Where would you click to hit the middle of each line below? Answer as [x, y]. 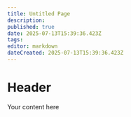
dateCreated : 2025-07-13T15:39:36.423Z [65, 53]
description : [26, 20]
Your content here [33, 106]
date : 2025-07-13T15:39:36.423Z [54, 33]
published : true [31, 27]
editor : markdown [33, 46]
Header [29, 88]
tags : [15, 40]
